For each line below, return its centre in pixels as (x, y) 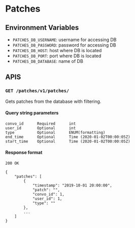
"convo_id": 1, (48, 195)
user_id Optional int (41, 128)
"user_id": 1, (47, 199)
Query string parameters (32, 113)
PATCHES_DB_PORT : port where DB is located (57, 56)
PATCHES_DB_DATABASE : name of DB (48, 61)
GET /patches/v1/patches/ (37, 91)
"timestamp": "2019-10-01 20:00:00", (72, 185)
